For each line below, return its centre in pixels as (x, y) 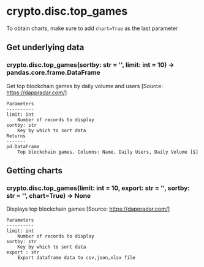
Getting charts (35, 171)
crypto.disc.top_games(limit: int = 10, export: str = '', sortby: (98, 188)
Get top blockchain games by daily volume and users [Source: (85, 86)
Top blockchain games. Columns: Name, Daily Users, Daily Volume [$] (108, 152)
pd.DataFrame (23, 146)
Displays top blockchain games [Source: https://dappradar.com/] (88, 209)
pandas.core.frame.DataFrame (54, 73)
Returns (16, 136)
